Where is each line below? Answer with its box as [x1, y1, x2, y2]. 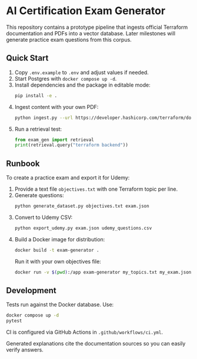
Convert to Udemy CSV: [14, 214, 73, 221]
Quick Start [6, 53, 49, 63]
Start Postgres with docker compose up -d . [14, 75, 117, 82]
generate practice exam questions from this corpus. [6, 36, 132, 43]
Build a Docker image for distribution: [14, 235, 105, 242]
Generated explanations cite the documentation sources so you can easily [6, 340, 186, 347]
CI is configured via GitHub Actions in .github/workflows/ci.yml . [6, 328, 163, 336]
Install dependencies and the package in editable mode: [14, 81, 151, 88]
